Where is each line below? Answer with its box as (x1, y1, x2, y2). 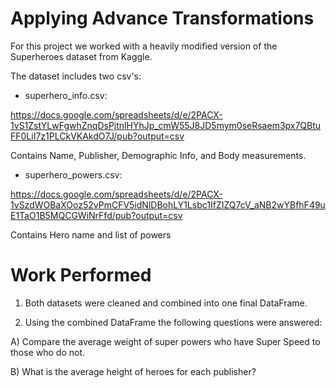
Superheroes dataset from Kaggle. (10, 50, 153, 62)
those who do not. (10, 346, 85, 358)
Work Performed (10, 264, 152, 287)
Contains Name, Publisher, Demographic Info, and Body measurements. (10, 149, 307, 161)
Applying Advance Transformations (10, 7, 315, 30)
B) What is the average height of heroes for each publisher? (10, 365, 257, 377)
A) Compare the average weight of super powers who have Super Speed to (10, 335, 321, 347)
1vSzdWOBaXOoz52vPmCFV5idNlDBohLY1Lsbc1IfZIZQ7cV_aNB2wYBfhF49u (10, 198, 326, 211)
